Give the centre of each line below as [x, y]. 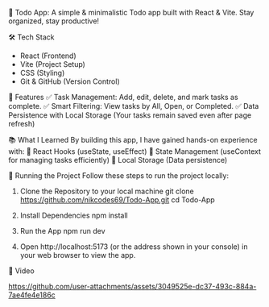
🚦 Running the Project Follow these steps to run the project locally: [119, 176]
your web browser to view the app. [78, 255]
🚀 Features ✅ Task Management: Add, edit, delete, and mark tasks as [124, 97]
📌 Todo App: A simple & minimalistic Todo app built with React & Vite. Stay [131, 12]
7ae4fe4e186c [32, 295]
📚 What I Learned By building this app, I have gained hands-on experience [133, 140]
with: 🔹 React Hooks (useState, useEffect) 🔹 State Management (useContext [135, 151]
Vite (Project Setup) [53, 64]
